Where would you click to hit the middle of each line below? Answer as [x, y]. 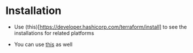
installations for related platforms [54, 33]
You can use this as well [43, 44]
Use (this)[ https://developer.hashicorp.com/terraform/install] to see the [100, 27]
